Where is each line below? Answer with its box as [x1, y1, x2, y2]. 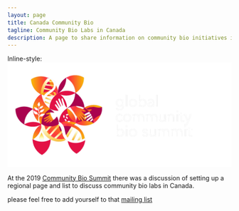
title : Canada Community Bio [7, 19, 94, 26]
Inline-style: [7, 54, 43, 63]
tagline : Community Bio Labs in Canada [7, 26, 126, 34]
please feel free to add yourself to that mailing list [7, 195, 153, 203]
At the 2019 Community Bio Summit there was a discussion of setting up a [7, 173, 224, 182]
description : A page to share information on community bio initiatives [7, 34, 228, 41]
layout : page [7, 11, 46, 19]
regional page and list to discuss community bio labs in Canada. [7, 181, 194, 190]
